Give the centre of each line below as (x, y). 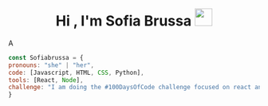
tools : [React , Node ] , (46, 80)
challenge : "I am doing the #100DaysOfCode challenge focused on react (130, 88)
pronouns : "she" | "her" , (51, 65)
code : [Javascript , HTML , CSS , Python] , (77, 73)
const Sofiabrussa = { (46, 57)
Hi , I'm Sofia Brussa (124, 21)
